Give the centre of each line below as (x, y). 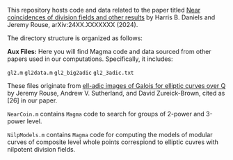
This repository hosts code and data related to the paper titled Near (104, 10)
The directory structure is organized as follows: (75, 38)
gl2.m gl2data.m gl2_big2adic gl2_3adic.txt (71, 73)
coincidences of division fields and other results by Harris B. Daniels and (111, 17)
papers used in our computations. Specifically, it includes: (90, 59)
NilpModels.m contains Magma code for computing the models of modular (110, 135)
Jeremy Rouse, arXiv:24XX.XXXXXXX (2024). (73, 25)
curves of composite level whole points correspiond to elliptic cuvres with (113, 142)
